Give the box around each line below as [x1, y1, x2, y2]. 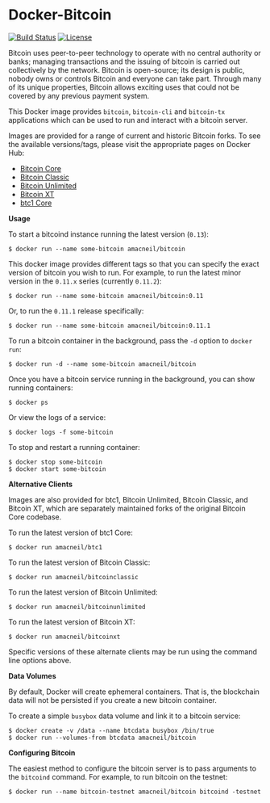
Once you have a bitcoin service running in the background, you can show [8, 374, 255, 384]
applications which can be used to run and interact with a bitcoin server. [8, 115, 248, 124]
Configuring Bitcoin [8, 747, 76, 757]
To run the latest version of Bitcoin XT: [8, 616, 135, 627]
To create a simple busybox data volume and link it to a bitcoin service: [8, 711, 241, 721]
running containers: [8, 382, 73, 393]
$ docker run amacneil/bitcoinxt [8, 633, 121, 641]
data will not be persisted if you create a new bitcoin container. [8, 695, 218, 704]
